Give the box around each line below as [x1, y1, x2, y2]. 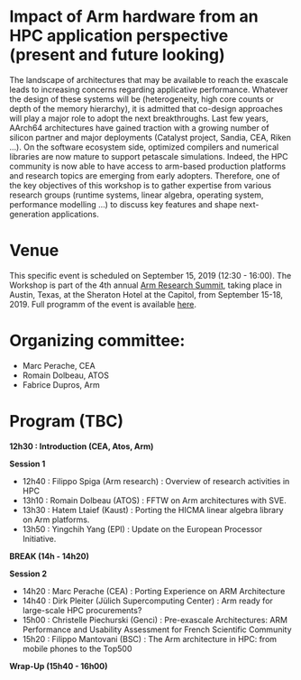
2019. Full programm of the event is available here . [9, 299, 196, 309]
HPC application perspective [9, 25, 229, 46]
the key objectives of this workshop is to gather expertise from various [9, 179, 272, 190]
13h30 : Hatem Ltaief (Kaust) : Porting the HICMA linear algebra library [22, 504, 284, 515]
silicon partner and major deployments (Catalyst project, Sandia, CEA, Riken [9, 132, 291, 142]
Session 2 [9, 568, 48, 579]
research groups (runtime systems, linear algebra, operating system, [9, 189, 264, 200]
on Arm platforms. [22, 514, 90, 525]
